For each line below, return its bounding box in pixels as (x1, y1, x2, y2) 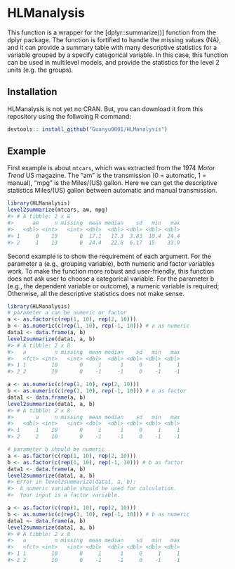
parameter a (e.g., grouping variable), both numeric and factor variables (7, 259, 215, 268)
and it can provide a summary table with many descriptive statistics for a (7, 43, 217, 51)
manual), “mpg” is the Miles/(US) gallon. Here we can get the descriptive (7, 179, 217, 187)
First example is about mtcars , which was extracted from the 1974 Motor (7, 164, 215, 172)
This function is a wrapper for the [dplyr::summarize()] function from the (7, 28, 216, 37)
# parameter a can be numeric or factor (7, 309, 128, 317)
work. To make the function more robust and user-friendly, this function (7, 267, 215, 275)
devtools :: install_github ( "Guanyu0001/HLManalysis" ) (7, 125, 168, 133)
